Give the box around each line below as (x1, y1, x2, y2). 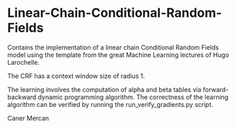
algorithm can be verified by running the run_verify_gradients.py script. (7, 100, 213, 108)
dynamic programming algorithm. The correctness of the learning (37, 93, 229, 101)
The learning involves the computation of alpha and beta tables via (7, 85, 201, 94)
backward (7, 93, 37, 101)
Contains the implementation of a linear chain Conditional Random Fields (7, 43, 219, 51)
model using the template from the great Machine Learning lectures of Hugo (7, 51, 230, 59)
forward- (202, 85, 229, 94)
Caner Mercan (7, 114, 49, 122)
